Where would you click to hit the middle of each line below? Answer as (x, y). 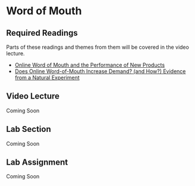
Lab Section (29, 129)
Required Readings (42, 33)
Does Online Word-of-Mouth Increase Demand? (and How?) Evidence (100, 71)
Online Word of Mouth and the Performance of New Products (90, 65)
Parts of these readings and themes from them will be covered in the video (97, 47)
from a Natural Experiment (47, 78)
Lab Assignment (37, 163)
